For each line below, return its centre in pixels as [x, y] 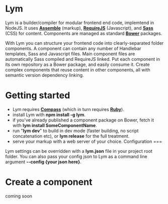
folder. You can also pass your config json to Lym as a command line [76, 156]
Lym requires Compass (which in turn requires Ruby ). [68, 109]
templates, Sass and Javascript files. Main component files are [70, 54]
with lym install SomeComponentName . [55, 125]
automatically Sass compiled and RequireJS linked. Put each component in [82, 59]
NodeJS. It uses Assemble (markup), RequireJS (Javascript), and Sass [79, 28]
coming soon [19, 196]
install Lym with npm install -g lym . [49, 115]
